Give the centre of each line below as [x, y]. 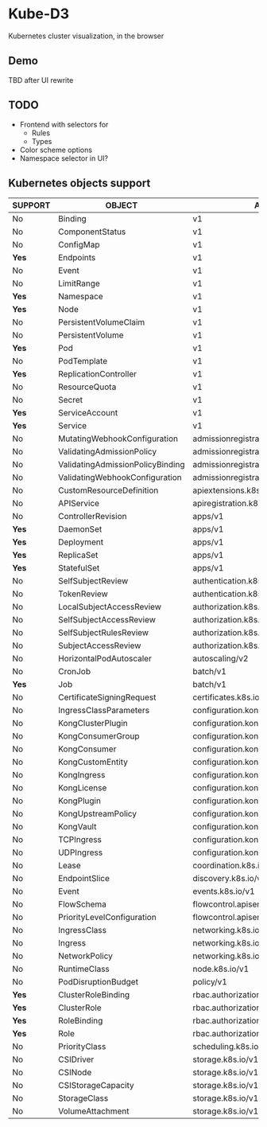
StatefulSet [79, 568]
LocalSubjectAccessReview [110, 607]
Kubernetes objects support [79, 183]
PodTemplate [83, 361]
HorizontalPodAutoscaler [105, 659]
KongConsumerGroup [99, 736]
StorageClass [83, 1098]
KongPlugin [80, 801]
